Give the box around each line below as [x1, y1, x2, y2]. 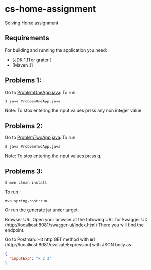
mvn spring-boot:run [5, 199, 48, 203]
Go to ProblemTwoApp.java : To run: [5, 135, 77, 141]
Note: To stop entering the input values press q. [5, 153, 102, 159]
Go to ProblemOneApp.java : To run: [5, 89, 77, 95]
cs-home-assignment [5, 3, 96, 15]
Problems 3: [5, 167, 43, 175]
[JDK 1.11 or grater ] [12, 57, 52, 63]
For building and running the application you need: [5, 47, 107, 53]
